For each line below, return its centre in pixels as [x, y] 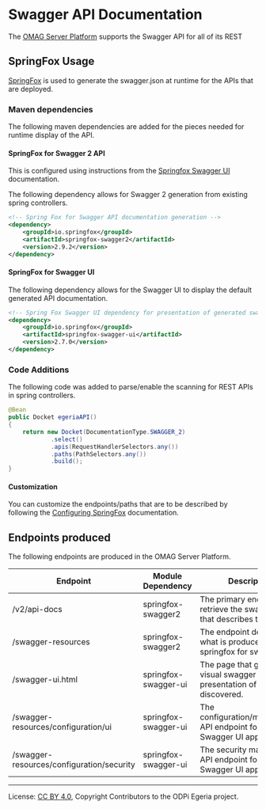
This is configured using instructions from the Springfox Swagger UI [120, 171]
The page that [226, 665]
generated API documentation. [58, 298]
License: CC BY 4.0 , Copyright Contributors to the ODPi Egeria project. [123, 796]
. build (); [66, 461]
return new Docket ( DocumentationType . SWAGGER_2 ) [104, 432]
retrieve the [221, 610]
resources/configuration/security [74, 765]
